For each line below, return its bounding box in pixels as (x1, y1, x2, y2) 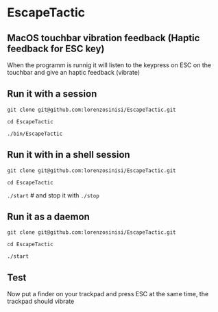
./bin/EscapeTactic (7, 130, 63, 137)
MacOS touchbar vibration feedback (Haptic (7, 32, 200, 44)
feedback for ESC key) (7, 43, 105, 54)
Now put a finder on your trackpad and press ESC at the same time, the (7, 290, 209, 298)
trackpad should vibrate (7, 297, 75, 306)
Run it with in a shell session (7, 149, 130, 160)
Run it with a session (7, 88, 97, 100)
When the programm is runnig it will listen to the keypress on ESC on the (7, 61, 211, 69)
